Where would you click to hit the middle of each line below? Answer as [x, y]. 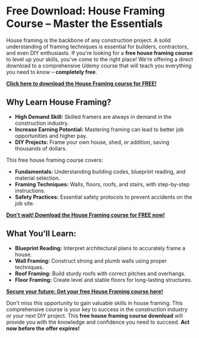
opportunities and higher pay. [51, 136]
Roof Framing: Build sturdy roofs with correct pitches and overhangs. [100, 274]
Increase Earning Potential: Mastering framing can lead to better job [99, 129]
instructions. [30, 190]
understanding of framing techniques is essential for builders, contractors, [97, 47]
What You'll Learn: [41, 234]
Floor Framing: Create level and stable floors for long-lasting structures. [103, 279]
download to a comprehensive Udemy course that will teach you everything [99, 65]
